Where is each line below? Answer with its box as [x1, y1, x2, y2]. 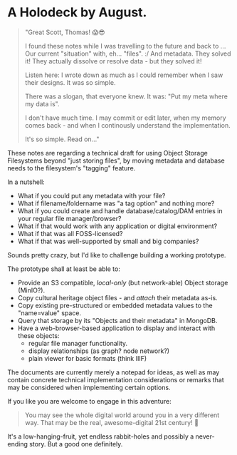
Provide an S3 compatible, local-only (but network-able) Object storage [17, 278, 228, 287]
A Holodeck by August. [7, 4, 147, 21]
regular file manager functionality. [28, 339, 128, 347]
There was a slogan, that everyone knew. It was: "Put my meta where [24, 92, 228, 101]
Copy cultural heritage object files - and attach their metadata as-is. [17, 293, 218, 302]
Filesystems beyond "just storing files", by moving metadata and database [7, 156, 226, 165]
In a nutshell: [7, 178, 45, 186]
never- [195, 432, 215, 441]
